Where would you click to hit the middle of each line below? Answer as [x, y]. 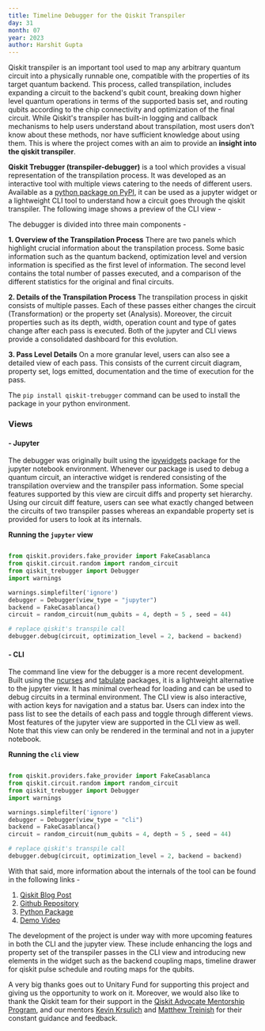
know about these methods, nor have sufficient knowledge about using [124, 135]
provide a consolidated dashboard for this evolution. [93, 339]
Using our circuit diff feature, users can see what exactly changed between [131, 503]
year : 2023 [26, 38]
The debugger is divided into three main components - [97, 224]
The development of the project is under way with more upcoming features [131, 935]
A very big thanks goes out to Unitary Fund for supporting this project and [129, 984]
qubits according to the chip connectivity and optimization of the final [121, 110]
